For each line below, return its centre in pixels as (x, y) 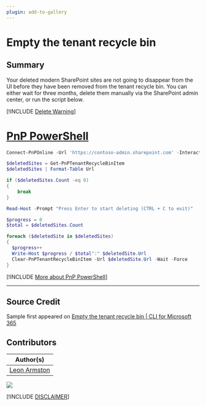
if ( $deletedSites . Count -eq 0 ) (48, 181)
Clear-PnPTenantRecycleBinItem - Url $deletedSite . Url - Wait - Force (100, 259)
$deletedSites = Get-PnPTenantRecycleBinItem (65, 163)
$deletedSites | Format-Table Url (51, 170)
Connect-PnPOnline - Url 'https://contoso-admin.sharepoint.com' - (93, 152)
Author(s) (30, 360)
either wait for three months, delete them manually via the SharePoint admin (102, 93)
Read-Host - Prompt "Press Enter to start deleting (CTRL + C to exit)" (100, 209)
